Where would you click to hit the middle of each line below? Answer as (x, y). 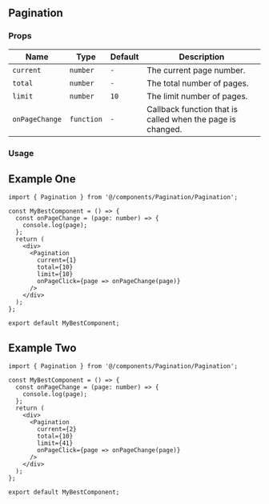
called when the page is (191, 119)
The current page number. (196, 70)
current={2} (57, 430)
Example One (42, 179)
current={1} (57, 260)
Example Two (42, 348)
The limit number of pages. (197, 96)
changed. (165, 129)
